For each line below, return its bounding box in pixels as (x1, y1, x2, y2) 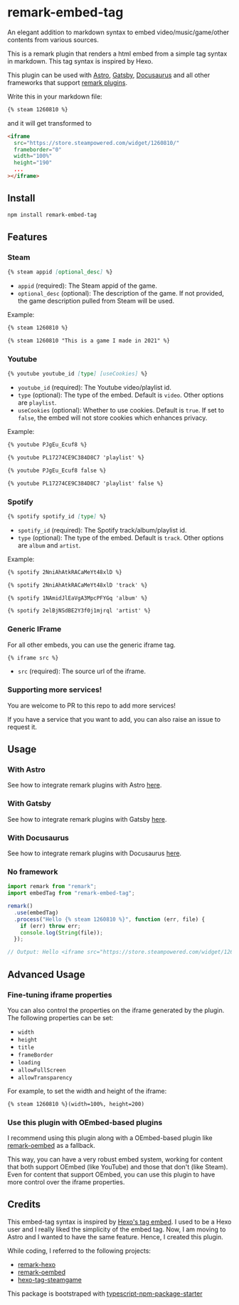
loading (17, 1059, 41, 1066)
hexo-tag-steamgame (17, 1275, 82, 1284)
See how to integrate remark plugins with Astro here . (7, 781, 162, 790)
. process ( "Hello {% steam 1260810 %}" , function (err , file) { (14, 915, 205, 923)
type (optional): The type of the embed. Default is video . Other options (17, 391, 224, 400)
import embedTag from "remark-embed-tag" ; (7, 890, 135, 897)
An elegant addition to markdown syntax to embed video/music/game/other (7, 28, 230, 36)
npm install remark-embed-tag (7, 211, 97, 218)
